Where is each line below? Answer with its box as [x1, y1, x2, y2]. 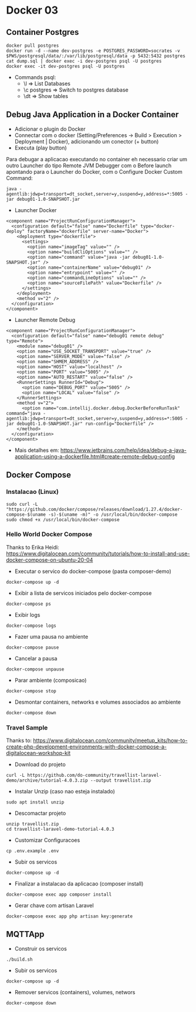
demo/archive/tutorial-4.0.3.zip [6, 777, 88, 783]
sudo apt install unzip [6, 799, 65, 805]
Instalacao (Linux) [6, 488, 59, 496]
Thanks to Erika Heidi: [6, 544, 59, 551]
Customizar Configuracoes [14, 837, 81, 844]
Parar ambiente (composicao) [14, 676, 87, 684]
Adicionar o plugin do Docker [14, 125, 86, 132]
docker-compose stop [6, 688, 57, 694]
